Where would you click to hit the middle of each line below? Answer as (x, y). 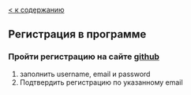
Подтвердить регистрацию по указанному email (101, 82)
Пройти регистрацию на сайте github (84, 57)
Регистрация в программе (77, 34)
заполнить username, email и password (85, 74)
